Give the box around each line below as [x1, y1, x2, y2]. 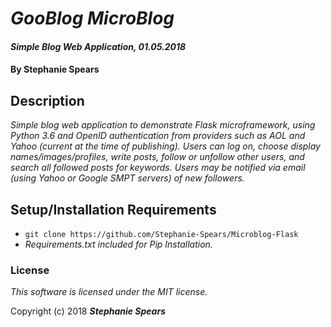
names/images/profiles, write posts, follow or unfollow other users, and [10, 151, 305, 163]
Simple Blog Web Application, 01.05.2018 [10, 40, 187, 52]
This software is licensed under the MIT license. [10, 286, 208, 298]
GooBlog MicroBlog [10, 7, 175, 30]
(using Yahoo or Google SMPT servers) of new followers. [10, 172, 245, 184]
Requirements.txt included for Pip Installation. [24, 238, 213, 250]
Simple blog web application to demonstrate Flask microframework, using [10, 119, 316, 131]
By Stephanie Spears [10, 63, 100, 76]
